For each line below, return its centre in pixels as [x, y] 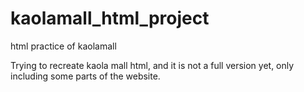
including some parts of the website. [85, 76]
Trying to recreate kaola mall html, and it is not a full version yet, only [152, 65]
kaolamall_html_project [110, 18]
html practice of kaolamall [63, 46]
